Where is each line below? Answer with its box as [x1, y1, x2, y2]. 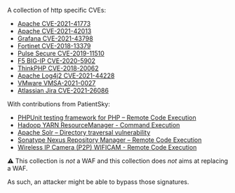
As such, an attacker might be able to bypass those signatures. [7, 178, 189, 186]
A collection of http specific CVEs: [7, 6, 107, 14]
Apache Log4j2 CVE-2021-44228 [17, 71, 115, 80]
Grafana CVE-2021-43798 [17, 34, 93, 43]
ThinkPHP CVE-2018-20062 [17, 64, 100, 72]
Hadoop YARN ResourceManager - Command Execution [17, 121, 180, 129]
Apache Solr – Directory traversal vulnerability [17, 129, 151, 136]
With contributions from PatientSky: [7, 100, 111, 108]
